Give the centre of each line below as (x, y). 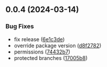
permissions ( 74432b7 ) (42, 52)
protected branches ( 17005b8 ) (51, 58)
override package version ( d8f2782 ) (58, 45)
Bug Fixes (20, 26)
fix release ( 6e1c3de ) (39, 39)
